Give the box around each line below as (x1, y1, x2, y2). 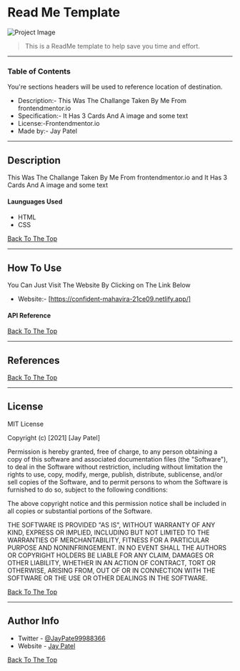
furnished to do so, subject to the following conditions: (7, 485, 168, 494)
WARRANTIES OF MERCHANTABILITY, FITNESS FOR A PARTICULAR (7, 535, 209, 544)
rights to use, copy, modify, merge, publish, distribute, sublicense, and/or (7, 469, 223, 479)
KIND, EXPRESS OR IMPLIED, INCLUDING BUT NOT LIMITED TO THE (7, 528, 210, 537)
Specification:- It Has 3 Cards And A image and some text (17, 111, 189, 120)
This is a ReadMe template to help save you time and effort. (24, 41, 200, 50)
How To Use (7, 262, 62, 274)
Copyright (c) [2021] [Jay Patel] (7, 433, 101, 442)
